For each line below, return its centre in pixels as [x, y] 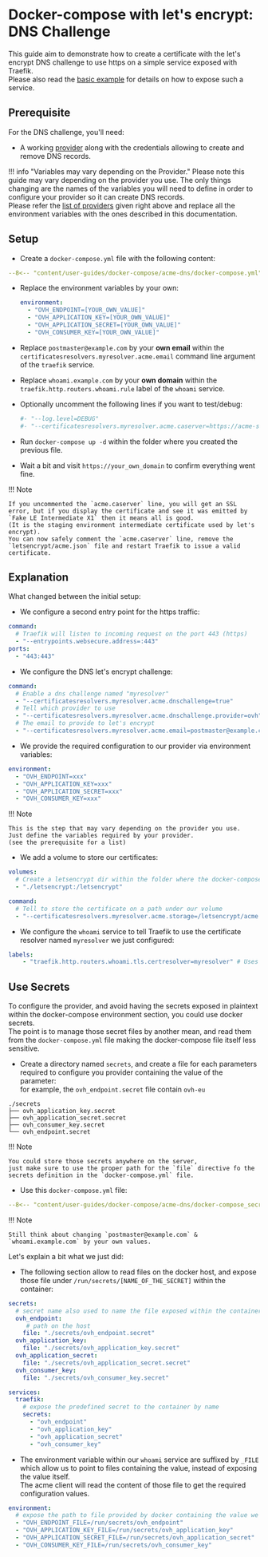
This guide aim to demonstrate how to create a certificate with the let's [124, 53]
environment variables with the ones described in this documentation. [123, 214]
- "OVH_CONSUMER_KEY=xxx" [59, 799]
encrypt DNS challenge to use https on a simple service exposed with [123, 62]
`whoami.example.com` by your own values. [80, 1242]
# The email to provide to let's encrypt [85, 723]
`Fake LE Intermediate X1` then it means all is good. [101, 518]
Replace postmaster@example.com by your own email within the [122, 347]
